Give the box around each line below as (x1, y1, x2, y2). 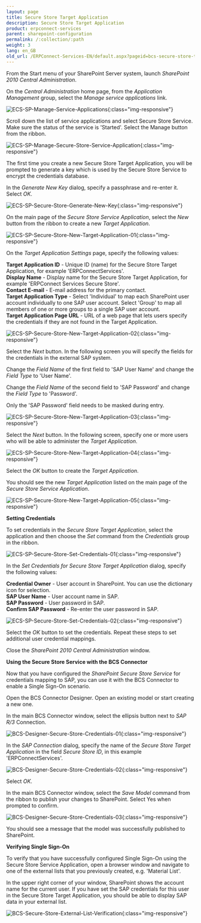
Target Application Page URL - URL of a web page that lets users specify (6, 312, 187, 319)
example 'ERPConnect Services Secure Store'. (6, 280, 120, 287)
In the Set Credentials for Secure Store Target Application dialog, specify (6, 562, 187, 569)
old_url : (6, 53, 28, 59)
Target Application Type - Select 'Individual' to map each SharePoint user (6, 293, 190, 300)
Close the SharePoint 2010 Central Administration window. (6, 646, 151, 654)
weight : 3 (6, 42, 31, 48)
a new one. (6, 700, 34, 708)
